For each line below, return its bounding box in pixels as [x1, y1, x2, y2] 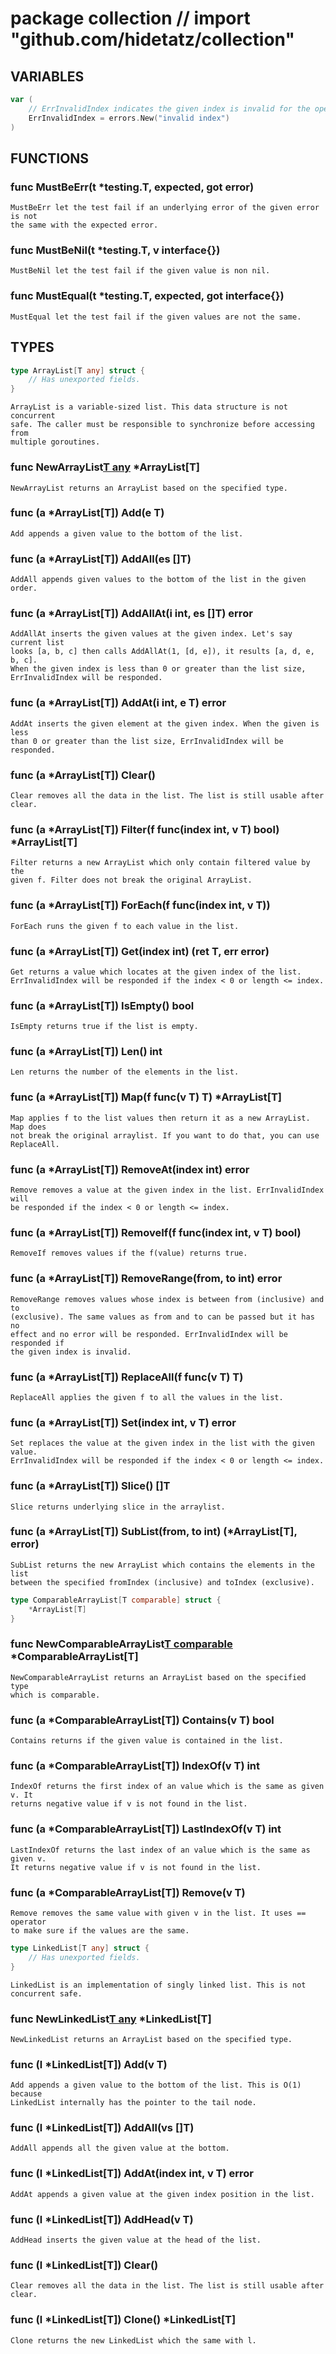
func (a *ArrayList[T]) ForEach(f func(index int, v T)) [10, 898, 271, 912]
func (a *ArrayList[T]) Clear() [10, 768, 156, 782]
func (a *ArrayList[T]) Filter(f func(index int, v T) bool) [10, 822, 280, 836]
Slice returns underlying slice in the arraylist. [10, 1502, 226, 1512]
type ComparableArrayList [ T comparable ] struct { [10, 1595, 222, 1605]
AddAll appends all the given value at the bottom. [10, 2143, 230, 2154]
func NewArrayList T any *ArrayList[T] [10, 460, 201, 474]
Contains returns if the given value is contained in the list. [10, 1736, 284, 1746]
